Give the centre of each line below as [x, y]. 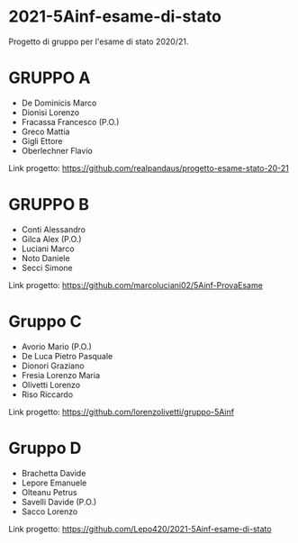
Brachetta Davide [54, 473]
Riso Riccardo [47, 394]
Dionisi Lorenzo [50, 112]
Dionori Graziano [53, 366]
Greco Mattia [45, 131]
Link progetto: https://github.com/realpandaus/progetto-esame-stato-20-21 [149, 167]
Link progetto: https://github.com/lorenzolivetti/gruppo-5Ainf [122, 412]
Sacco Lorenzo [50, 511]
